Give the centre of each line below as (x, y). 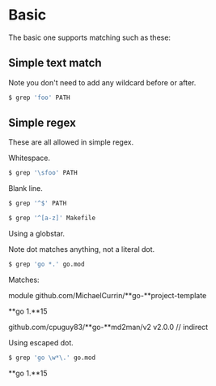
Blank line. (25, 189)
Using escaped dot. (41, 342)
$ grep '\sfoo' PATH (43, 173)
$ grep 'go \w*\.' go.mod (52, 358)
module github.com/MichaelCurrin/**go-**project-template (108, 295)
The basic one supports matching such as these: (90, 37)
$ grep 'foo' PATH (39, 98)
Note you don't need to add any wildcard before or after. (102, 82)
